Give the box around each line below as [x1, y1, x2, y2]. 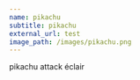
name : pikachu [9, 12, 62, 22]
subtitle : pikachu [9, 21, 77, 30]
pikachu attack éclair [9, 62, 85, 72]
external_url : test [9, 29, 81, 38]
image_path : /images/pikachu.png [9, 37, 132, 47]
